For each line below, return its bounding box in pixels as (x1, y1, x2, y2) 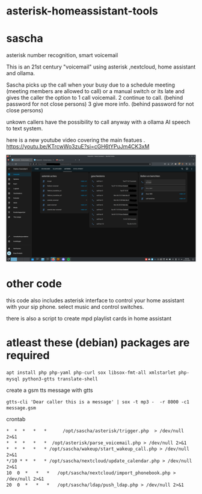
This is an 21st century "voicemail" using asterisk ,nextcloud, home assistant (6, 63, 196, 70)
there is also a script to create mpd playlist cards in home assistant (6, 314, 172, 322)
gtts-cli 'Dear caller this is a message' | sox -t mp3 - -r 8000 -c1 (6, 398, 189, 405)
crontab (6, 415, 26, 422)
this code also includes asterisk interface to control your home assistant (6, 296, 185, 304)
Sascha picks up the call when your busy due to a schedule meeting (6, 81, 176, 88)
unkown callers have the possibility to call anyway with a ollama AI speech (6, 118, 191, 126)
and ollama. (6, 70, 35, 77)
